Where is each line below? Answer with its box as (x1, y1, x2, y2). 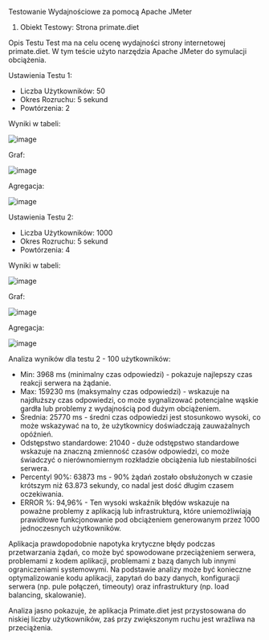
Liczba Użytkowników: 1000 (19, 228, 113, 237)
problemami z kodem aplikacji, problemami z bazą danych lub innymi (8, 556, 237, 565)
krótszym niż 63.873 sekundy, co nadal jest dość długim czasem (19, 481, 234, 490)
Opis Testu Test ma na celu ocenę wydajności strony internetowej (8, 38, 226, 47)
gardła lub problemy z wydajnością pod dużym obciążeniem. (19, 404, 222, 413)
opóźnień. (19, 429, 54, 439)
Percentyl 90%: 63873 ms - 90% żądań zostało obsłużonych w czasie (19, 472, 253, 482)
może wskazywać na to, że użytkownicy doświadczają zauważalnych (19, 421, 251, 430)
